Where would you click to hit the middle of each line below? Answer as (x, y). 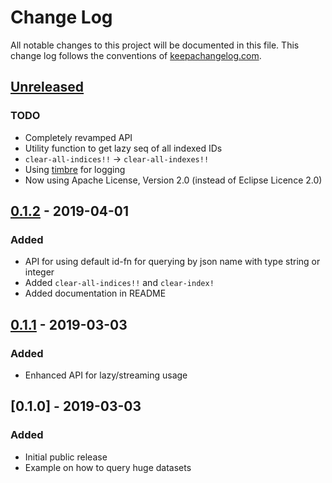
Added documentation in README (95, 293)
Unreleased (47, 87)
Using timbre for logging (75, 169)
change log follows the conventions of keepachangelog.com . (136, 55)
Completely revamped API (78, 137)
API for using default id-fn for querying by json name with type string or (172, 262)
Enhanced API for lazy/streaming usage (106, 375)
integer (39, 272)
